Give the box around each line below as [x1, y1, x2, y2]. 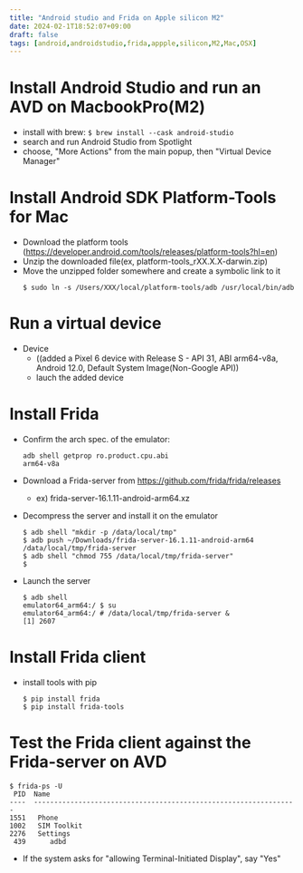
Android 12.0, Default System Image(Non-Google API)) [35, 363, 240, 373]
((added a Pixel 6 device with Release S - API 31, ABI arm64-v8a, [35, 353, 279, 364]
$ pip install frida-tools [22, 702, 125, 712]
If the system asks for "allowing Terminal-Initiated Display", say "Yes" [22, 853, 281, 864]
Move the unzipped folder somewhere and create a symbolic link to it [22, 266, 281, 276]
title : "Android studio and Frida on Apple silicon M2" [9, 13, 224, 23]
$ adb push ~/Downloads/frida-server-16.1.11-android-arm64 [22, 536, 254, 545]
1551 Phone [9, 813, 59, 822]
